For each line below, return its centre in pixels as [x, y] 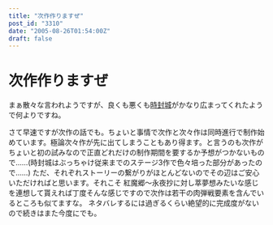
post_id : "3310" [36, 23]
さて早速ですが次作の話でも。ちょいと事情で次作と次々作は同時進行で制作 [133, 132]
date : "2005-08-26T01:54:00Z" [60, 31]
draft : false [30, 38]
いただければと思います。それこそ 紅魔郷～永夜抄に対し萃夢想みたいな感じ [134, 183]
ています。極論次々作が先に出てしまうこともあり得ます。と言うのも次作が [139, 142]
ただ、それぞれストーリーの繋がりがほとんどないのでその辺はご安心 [146, 173]
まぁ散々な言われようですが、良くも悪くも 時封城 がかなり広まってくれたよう [136, 105]
